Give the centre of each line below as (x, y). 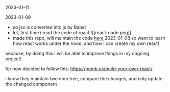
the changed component (31, 84)
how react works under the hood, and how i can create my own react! (86, 43)
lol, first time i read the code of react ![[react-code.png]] (72, 32)
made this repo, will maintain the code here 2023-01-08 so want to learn (89, 38)
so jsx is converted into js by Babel (49, 27)
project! (14, 59)
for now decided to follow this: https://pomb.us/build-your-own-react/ (79, 69)
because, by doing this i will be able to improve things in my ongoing (77, 53)
